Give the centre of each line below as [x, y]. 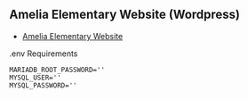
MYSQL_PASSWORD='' [43, 85]
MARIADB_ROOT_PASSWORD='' [57, 70]
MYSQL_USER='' [36, 78]
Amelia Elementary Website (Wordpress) [125, 15]
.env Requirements [44, 54]
